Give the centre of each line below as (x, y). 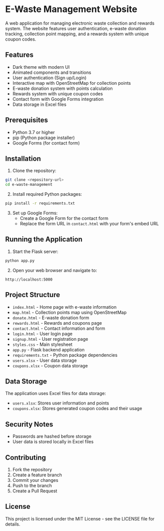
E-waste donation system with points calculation (62, 88)
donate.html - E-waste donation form (51, 318)
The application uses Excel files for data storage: (56, 393)
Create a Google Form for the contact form (64, 218)
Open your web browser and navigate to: (55, 270)
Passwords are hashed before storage (52, 436)
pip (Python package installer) (44, 138)
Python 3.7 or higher (34, 132)
